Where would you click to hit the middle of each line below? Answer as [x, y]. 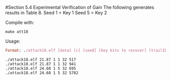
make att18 [17, 32]
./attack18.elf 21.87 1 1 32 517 [41, 59]
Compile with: [20, 23]
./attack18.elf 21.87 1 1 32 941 [41, 64]
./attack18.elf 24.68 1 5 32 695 [41, 68]
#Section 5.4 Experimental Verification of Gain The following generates [80, 7]
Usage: [13, 41]
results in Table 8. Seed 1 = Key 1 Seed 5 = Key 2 [56, 13]
